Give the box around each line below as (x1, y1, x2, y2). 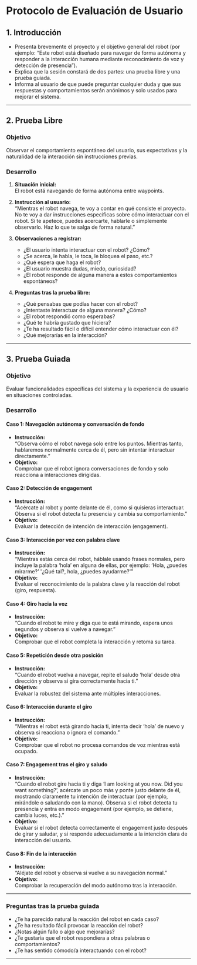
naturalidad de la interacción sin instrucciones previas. (6, 153, 138, 160)
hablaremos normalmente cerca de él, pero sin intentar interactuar (14, 446, 175, 453)
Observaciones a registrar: (14, 235, 82, 242)
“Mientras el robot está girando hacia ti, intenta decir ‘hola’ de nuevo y (14, 722, 185, 730)
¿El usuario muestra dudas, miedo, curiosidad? (23, 265, 137, 272)
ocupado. (14, 747, 38, 754)
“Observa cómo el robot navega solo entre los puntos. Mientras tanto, (14, 440, 184, 447)
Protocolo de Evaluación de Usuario (6, 4, 184, 18)
